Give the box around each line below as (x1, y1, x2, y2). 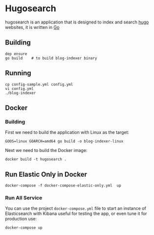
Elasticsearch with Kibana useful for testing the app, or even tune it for (5, 211, 147, 216)
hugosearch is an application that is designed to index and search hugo (5, 19, 149, 25)
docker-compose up (5, 225, 43, 230)
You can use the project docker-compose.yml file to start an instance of (5, 206, 147, 212)
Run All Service (5, 194, 43, 201)
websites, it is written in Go (5, 24, 60, 30)
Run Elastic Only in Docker (5, 170, 87, 178)
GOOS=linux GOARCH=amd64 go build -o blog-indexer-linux (5, 139, 124, 144)
